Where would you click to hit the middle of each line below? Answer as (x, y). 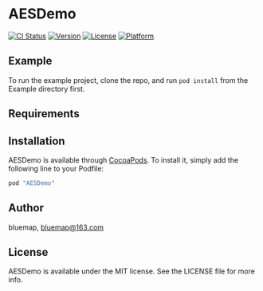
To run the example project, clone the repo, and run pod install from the (128, 80)
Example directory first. (47, 88)
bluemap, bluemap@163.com (56, 227)
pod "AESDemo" (32, 183)
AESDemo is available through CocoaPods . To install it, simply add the (124, 159)
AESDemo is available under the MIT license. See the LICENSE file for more (131, 271)
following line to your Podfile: (56, 168)
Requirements (44, 114)
